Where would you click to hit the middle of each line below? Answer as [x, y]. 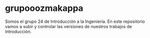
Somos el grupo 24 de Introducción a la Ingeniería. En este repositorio [75, 21]
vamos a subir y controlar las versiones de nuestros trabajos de [69, 26]
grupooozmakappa [44, 8]
